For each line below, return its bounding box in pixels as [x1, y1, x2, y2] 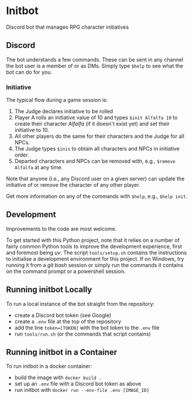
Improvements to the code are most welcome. [6, 225, 117, 232]
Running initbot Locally [6, 285, 92, 295]
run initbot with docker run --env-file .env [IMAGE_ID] [14, 387, 150, 394]
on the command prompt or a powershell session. [6, 268, 126, 275]
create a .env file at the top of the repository [14, 318, 122, 325]
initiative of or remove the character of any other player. [6, 182, 140, 189]
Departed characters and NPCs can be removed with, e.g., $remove [14, 158, 175, 165]
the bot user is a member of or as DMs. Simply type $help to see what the [6, 62, 184, 69]
